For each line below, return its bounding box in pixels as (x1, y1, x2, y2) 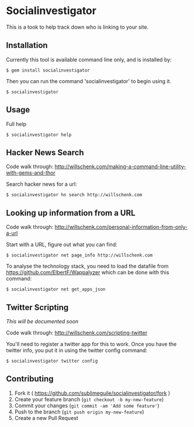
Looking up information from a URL (6, 208, 136, 218)
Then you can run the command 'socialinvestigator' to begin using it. (6, 77, 171, 84)
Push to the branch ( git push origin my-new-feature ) (14, 408, 144, 415)
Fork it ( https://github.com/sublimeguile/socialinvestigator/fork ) (14, 390, 171, 397)
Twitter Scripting (6, 302, 69, 312)
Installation (6, 40, 48, 50)
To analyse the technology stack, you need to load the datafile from (6, 262, 169, 270)
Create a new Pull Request (14, 414, 79, 421)
